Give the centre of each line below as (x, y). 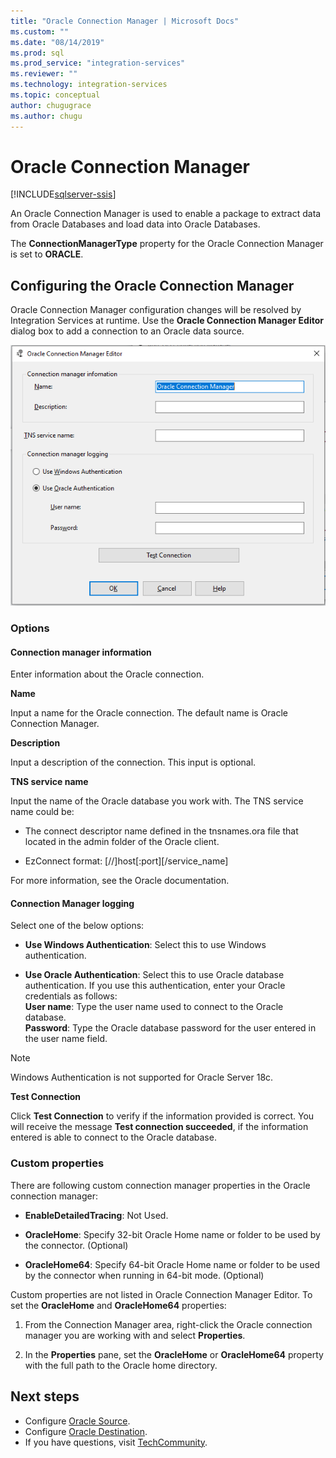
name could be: (42, 812)
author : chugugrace (51, 105)
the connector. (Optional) (76, 1245)
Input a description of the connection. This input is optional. (133, 762)
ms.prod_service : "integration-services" (98, 63)
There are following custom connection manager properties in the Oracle (160, 1185)
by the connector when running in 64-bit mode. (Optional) (144, 1275)
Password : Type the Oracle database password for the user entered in (170, 1028)
